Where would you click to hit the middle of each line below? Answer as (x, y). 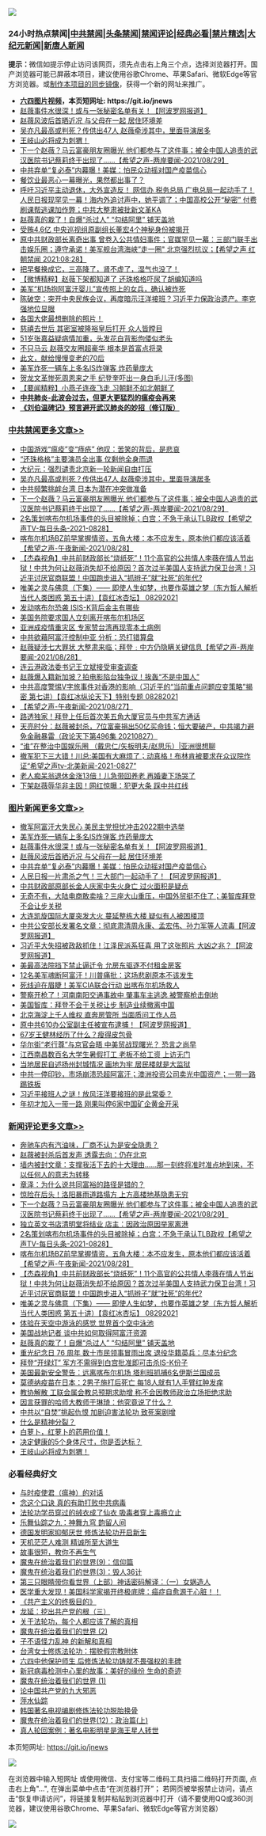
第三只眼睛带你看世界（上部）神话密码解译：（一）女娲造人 (115, 1582)
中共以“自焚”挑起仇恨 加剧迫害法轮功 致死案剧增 (98, 1412)
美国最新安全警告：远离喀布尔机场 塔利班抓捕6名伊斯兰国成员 (120, 1373)
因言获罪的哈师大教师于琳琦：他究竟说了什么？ (96, 1402)
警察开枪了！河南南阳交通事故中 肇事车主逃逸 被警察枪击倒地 (119, 994)
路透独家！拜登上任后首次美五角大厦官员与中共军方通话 (110, 716)
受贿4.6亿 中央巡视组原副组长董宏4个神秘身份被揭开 (104, 230)
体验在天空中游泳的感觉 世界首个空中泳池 (87, 1323)
